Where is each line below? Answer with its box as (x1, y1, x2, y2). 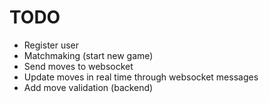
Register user (23, 39, 80, 51)
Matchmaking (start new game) (23, 49, 154, 61)
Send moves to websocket (23, 60, 134, 72)
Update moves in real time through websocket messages (23, 71, 259, 83)
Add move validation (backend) (23, 81, 154, 93)
